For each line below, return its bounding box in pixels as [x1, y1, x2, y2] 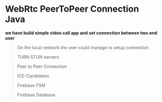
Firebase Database [17, 92, 55, 98]
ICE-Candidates [17, 73, 50, 79]
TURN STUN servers [17, 54, 59, 60]
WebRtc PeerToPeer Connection [5, 3, 139, 15]
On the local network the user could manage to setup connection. [17, 44, 150, 50]
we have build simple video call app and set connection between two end [5, 30, 158, 36]
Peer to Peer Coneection [17, 63, 67, 69]
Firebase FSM [17, 82, 46, 88]
